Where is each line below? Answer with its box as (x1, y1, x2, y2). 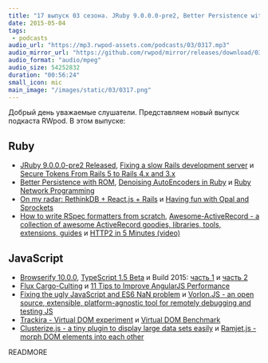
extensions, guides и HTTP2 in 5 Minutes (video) (19, 228, 181, 238)
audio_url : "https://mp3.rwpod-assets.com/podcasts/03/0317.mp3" (8, 41, 230, 49)
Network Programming (19, 186, 95, 195)
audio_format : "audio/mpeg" (8, 57, 102, 65)
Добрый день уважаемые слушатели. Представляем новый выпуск (8, 108, 239, 117)
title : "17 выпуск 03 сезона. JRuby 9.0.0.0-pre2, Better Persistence (8, 11, 248, 20)
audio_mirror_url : (8, 49, 69, 57)
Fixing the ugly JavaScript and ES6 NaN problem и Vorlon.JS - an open (19, 290, 254, 299)
